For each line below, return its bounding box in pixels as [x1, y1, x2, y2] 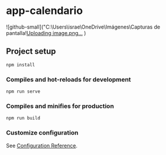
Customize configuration [6, 129, 79, 137]
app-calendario [6, 4, 83, 17]
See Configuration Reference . [6, 142, 78, 149]
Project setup [6, 47, 57, 57]
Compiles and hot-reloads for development [6, 75, 132, 83]
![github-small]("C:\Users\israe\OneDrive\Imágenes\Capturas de [6, 23, 161, 30]
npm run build [6, 115, 41, 121]
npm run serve [6, 89, 41, 94]
